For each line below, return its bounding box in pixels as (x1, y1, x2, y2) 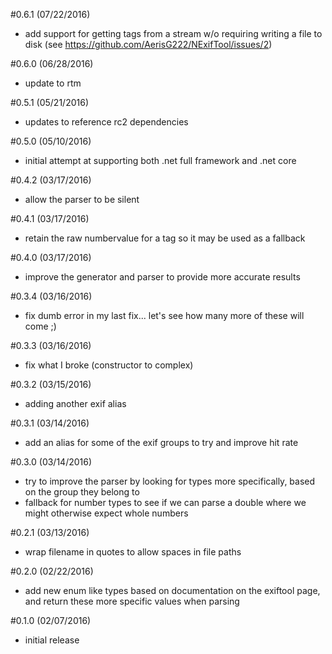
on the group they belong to (24, 486, 140, 498)
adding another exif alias (24, 398, 127, 409)
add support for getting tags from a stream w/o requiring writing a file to (24, 28, 323, 39)
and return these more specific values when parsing (24, 595, 240, 607)
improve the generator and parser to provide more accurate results (24, 271, 301, 283)
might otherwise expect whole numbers (24, 507, 189, 519)
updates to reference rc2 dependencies (24, 116, 189, 128)
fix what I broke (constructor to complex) (24, 359, 194, 371)
